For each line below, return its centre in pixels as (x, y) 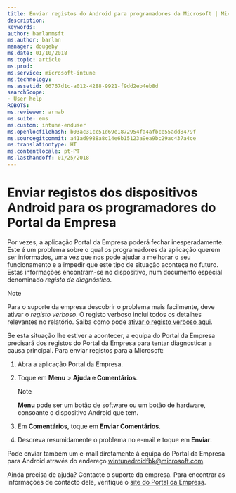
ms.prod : (20, 66)
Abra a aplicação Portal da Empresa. (70, 364)
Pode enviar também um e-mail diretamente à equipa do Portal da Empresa (116, 453)
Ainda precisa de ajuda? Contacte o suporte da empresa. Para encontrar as (116, 474)
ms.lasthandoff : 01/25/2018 (48, 158)
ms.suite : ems (28, 118)
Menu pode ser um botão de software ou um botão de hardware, (111, 405)
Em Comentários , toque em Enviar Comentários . (89, 426)
